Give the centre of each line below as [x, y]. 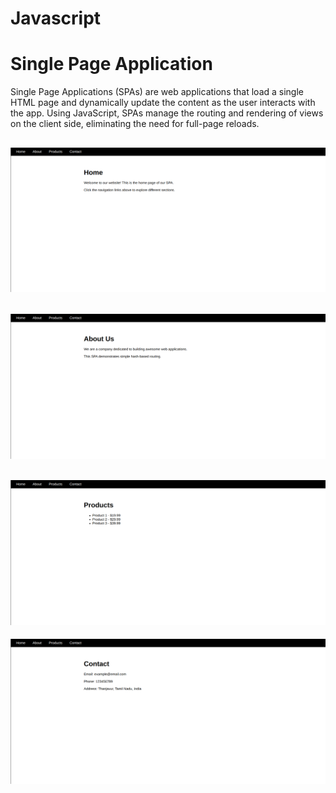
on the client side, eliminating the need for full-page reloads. [135, 124]
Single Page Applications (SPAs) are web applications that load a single [157, 92]
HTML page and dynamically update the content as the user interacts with [163, 103]
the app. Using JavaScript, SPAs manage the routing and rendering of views [167, 113]
